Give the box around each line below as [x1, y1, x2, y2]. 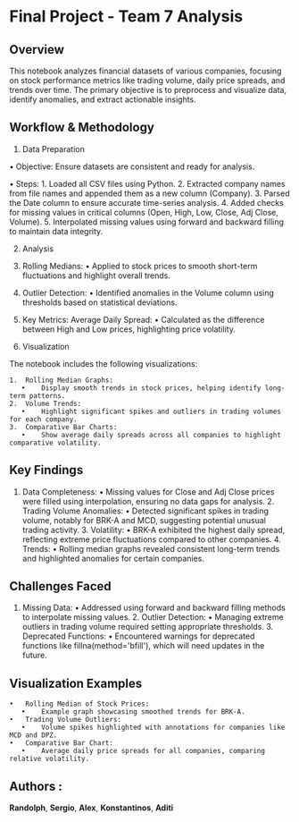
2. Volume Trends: [9, 399, 82, 408]
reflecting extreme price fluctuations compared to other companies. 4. [21, 534, 281, 545]
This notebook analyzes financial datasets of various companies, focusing [9, 65, 282, 76]
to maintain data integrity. [9, 225, 104, 236]
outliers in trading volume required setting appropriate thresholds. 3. [21, 622, 274, 632]
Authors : [9, 778, 62, 793]
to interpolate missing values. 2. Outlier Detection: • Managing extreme [21, 612, 284, 623]
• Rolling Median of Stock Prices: [9, 699, 150, 708]
